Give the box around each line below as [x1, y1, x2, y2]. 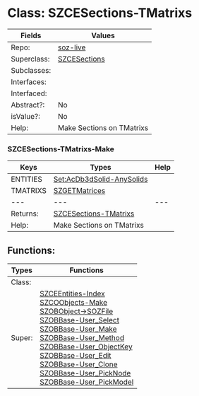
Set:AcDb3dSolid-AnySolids [53, 175, 148, 185]
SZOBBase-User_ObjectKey [40, 342, 133, 351]
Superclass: [11, 54, 50, 64]
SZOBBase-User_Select [40, 315, 120, 325]
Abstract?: [11, 100, 45, 110]
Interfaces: [11, 76, 47, 86]
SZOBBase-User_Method [40, 333, 125, 343]
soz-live [57, 42, 86, 52]
